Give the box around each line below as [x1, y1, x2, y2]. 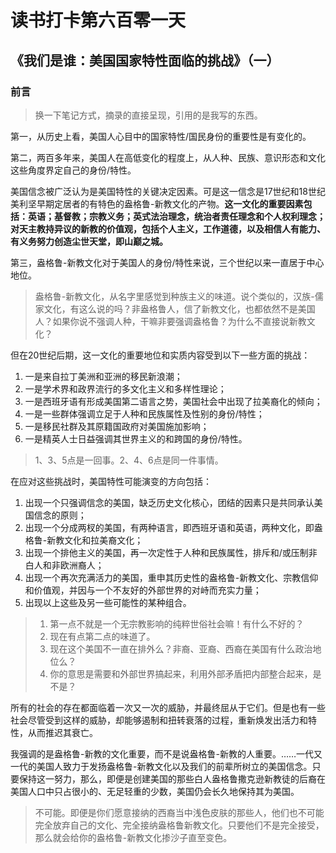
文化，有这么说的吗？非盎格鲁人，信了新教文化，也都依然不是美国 [43, 302, 316, 315]
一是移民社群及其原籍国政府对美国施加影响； [24, 420, 210, 432]
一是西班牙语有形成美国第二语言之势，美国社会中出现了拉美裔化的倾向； [24, 395, 323, 407]
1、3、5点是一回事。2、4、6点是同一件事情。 [34, 454, 224, 466]
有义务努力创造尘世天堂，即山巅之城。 [10, 235, 168, 247]
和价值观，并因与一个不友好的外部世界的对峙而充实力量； [24, 584, 262, 596]
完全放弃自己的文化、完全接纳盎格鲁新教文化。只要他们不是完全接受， [34, 819, 325, 831]
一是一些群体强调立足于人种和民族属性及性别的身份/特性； [24, 407, 265, 420]
